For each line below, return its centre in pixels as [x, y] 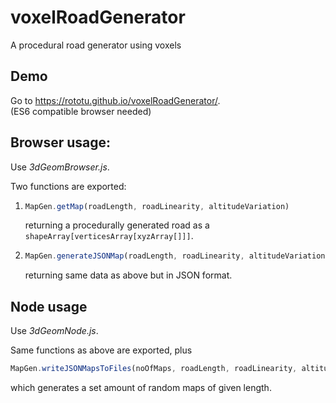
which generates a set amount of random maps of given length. [141, 387]
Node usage [49, 306]
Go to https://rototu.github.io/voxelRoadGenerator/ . [115, 100]
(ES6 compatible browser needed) [81, 111]
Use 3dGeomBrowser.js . [60, 167]
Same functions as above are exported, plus [101, 350]
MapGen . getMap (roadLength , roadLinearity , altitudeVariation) [157, 206]
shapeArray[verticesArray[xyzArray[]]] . [109, 236]
